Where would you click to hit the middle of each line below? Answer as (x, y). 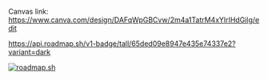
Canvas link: (28, 11)
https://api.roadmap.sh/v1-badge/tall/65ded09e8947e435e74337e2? (122, 44)
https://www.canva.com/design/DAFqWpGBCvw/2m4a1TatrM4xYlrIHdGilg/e (134, 20)
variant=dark (30, 52)
